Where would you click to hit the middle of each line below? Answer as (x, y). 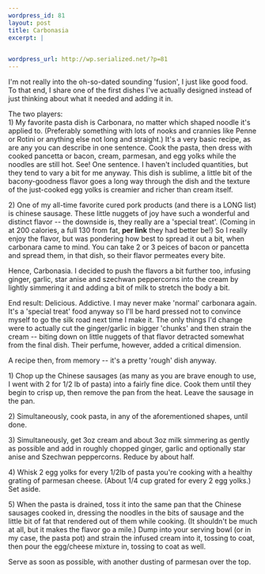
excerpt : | (26, 38)
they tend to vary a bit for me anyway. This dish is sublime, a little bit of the (130, 173)
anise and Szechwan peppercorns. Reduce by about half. (102, 457)
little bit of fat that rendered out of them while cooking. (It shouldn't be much (133, 521)
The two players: (36, 114)
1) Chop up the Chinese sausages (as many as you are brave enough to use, (132, 376)
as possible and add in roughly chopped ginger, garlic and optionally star (127, 449)
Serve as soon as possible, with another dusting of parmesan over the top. (130, 562)
